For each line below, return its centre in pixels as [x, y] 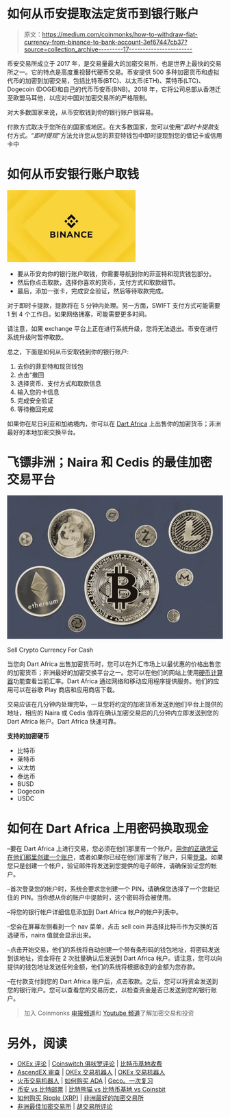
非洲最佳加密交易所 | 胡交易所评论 [65, 1107]
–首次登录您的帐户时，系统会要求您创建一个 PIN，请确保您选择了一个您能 [111, 889]
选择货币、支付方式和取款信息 [59, 383]
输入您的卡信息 [38, 392]
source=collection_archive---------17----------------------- [108, 49]
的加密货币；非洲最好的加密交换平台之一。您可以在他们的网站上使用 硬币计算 [115, 673]
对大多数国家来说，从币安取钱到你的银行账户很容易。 [82, 112]
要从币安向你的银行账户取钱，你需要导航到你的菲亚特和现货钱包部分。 [116, 273]
